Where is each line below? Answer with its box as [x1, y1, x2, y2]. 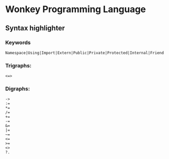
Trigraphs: [5, 62, 32, 69]
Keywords [5, 39, 31, 46]
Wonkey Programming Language [5, 4, 146, 15]
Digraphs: [5, 85, 30, 92]
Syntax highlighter [5, 24, 65, 32]
